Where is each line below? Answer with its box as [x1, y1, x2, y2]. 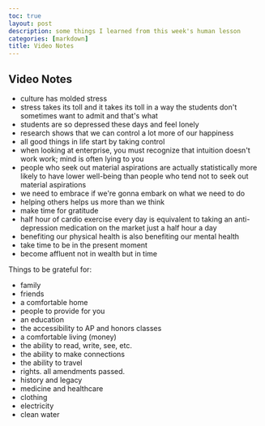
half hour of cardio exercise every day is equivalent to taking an [19, 214, 233, 224]
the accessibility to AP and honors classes [19, 323, 162, 333]
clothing [19, 392, 48, 402]
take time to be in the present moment [19, 240, 148, 250]
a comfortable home [19, 297, 88, 307]
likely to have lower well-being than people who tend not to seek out [19, 171, 249, 181]
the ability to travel [19, 358, 83, 368]
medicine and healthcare [19, 383, 104, 394]
